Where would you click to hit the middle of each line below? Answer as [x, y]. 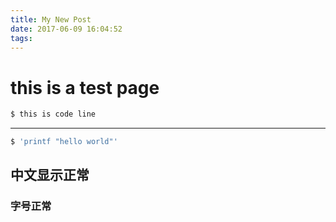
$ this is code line [53, 114]
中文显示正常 [50, 175]
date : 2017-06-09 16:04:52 [66, 29]
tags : [21, 38]
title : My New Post [51, 19]
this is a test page [85, 87]
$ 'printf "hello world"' [64, 142]
